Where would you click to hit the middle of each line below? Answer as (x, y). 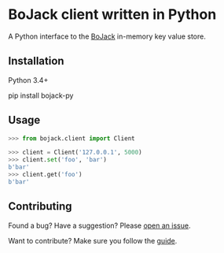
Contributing (40, 206)
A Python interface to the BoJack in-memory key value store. (107, 36)
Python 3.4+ (28, 80)
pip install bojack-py (41, 95)
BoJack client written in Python (112, 15)
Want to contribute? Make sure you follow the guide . (93, 240)
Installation (36, 61)
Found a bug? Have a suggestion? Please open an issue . (99, 225)
